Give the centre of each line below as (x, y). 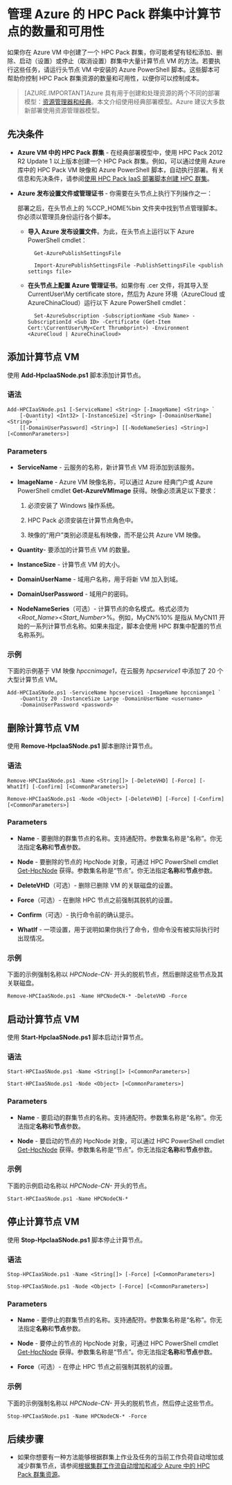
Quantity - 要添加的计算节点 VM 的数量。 (75, 550)
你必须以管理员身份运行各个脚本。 (66, 217)
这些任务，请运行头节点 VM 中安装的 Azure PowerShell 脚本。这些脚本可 (116, 69)
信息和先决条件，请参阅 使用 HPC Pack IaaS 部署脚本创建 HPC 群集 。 (115, 179)
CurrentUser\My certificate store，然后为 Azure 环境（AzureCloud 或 (126, 294)
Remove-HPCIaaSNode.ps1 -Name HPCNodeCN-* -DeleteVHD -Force (97, 996)
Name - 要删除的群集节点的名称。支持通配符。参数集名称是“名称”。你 (117, 838)
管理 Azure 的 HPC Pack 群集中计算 (108, 14)
